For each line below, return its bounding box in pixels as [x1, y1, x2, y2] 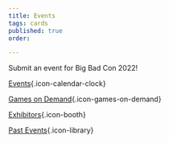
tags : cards [8, 19, 48, 27]
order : [8, 34, 31, 43]
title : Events [8, 11, 56, 20]
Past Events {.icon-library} [8, 125, 94, 135]
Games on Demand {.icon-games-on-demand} [8, 94, 162, 104]
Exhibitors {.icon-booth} [8, 110, 86, 120]
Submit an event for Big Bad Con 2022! [8, 63, 138, 73]
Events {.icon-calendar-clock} [8, 79, 106, 88]
